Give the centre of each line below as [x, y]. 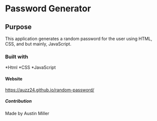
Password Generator [48, 9]
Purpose [18, 27]
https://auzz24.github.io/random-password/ [50, 90]
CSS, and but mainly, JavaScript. [38, 44]
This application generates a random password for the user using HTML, [79, 39]
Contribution [18, 101]
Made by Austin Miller [27, 114]
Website [14, 79]
